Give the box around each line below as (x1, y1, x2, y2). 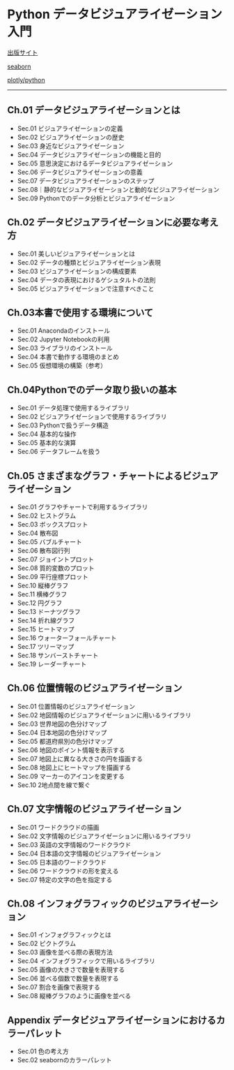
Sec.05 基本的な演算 (17, 439, 77, 447)
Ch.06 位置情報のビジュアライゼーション (7, 682, 182, 694)
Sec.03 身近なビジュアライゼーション (17, 141, 125, 150)
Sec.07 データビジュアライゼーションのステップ (17, 176, 155, 185)
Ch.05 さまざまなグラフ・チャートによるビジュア (7, 469, 219, 482)
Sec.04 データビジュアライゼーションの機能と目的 (17, 150, 162, 159)
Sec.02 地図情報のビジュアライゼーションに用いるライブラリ (17, 710, 192, 719)
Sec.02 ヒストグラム (17, 511, 77, 520)
